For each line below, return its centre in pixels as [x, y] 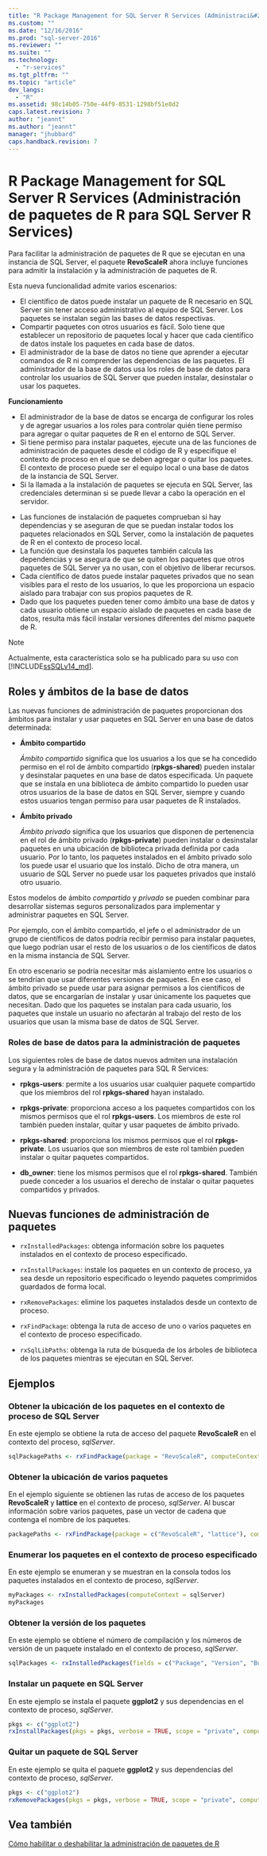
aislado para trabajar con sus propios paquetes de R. [106, 593]
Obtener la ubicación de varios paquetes [88, 1477]
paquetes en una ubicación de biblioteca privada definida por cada [130, 848]
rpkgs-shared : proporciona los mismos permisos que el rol [116, 1140]
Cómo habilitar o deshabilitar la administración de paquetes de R [114, 1844]
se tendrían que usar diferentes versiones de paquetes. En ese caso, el [124, 980]
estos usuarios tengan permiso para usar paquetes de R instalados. [130, 801]
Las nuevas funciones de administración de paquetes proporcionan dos [126, 711]
